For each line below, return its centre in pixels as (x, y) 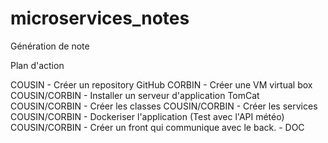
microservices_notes (100, 18)
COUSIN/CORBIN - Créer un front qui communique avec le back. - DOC (157, 127)
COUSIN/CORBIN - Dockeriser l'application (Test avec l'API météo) (147, 116)
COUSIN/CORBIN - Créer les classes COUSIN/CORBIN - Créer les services (164, 106)
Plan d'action (37, 65)
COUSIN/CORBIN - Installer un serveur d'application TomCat (135, 95)
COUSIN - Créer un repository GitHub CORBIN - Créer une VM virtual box (161, 84)
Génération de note (50, 46)
